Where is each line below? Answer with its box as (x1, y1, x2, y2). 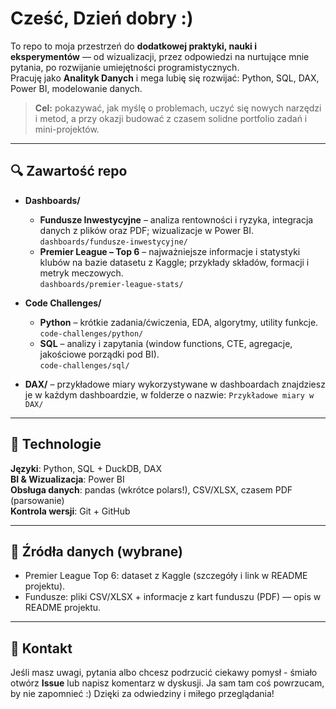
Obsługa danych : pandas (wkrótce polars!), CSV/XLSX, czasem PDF (10, 483, 293, 496)
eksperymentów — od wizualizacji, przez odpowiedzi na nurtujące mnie (10, 50, 310, 62)
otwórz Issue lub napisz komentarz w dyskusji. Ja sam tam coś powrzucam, (10, 677, 325, 689)
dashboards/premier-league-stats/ (39, 279, 184, 289)
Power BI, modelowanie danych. (10, 82, 143, 94)
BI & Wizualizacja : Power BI (10, 473, 125, 485)
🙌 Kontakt (10, 640, 73, 657)
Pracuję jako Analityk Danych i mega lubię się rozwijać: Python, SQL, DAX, (10, 72, 320, 84)
